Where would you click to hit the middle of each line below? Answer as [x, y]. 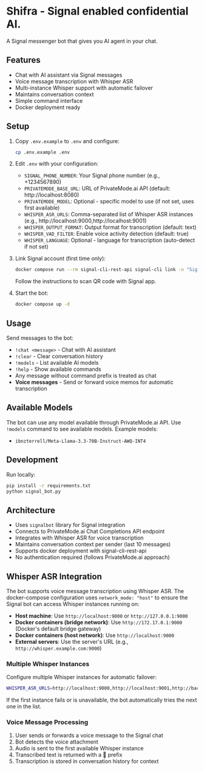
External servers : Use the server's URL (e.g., [72, 642]
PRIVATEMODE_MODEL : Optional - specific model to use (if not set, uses [109, 202]
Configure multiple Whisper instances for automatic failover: [81, 677]
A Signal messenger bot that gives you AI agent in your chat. [82, 41]
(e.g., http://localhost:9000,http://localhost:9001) [85, 221]
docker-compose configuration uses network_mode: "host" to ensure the [97, 597]
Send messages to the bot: [40, 338]
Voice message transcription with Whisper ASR [74, 81]
